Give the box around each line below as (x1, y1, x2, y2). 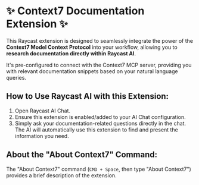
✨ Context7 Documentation (6, 4, 145, 18)
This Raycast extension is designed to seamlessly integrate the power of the (6, 37, 194, 44)
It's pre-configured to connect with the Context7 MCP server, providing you (6, 61, 192, 68)
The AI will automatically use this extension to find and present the (14, 126, 179, 133)
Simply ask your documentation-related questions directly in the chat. (14, 120, 186, 127)
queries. (6, 74, 27, 81)
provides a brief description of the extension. (6, 171, 117, 179)
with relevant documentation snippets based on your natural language (6, 67, 178, 75)
